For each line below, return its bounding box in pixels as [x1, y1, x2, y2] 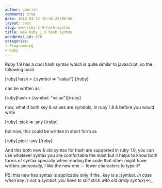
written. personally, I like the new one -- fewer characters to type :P [5, 163, 140, 169]
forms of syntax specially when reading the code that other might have [5, 157, 147, 163]
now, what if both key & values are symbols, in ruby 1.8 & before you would [5, 104, 154, 110]
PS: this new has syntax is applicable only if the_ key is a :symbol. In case [5, 172, 152, 178]
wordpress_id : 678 [5, 35, 42, 39]
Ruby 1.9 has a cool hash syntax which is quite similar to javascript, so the [5, 61, 153, 67]
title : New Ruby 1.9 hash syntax [5, 30, 73, 35]
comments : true [5, 12, 36, 17]
